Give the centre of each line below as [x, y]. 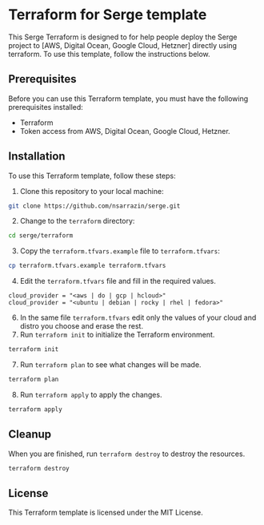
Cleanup [30, 434]
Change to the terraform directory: [77, 221]
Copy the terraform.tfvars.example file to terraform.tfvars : [120, 251]
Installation [37, 157]
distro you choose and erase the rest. [82, 326]
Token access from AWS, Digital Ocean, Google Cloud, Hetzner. [125, 131]
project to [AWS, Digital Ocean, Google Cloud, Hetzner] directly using [123, 45]
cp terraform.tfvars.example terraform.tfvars [87, 266]
